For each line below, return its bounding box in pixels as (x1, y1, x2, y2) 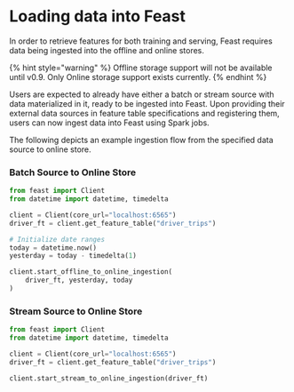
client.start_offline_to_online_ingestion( (9, 268, 173, 276)
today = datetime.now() (9, 243, 98, 252)
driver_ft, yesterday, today (25, 276, 133, 285)
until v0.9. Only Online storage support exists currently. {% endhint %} (9, 71, 267, 82)
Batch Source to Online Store (9, 166, 137, 179)
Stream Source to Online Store (9, 305, 143, 317)
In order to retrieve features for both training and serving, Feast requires (9, 36, 273, 46)
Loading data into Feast (9, 6, 187, 27)
